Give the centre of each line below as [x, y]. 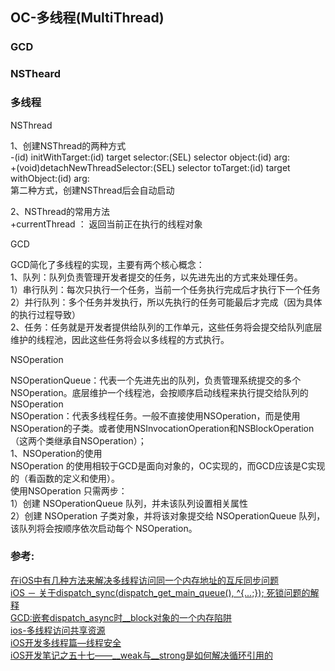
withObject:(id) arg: [50, 178]
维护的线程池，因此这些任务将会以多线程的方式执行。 [120, 339]
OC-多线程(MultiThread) [87, 18]
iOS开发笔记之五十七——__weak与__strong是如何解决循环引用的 [141, 655]
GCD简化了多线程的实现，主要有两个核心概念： [107, 264]
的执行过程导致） [45, 314]
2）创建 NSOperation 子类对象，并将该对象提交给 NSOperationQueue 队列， [168, 515]
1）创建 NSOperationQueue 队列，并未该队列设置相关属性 [129, 503]
